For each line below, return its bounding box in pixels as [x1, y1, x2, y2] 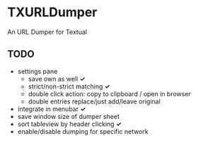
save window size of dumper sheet [17, 112, 120, 120]
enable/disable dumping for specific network [17, 127, 148, 135]
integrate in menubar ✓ [17, 104, 86, 113]
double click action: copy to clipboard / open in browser [28, 89, 191, 98]
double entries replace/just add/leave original [28, 97, 161, 105]
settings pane [17, 67, 58, 75]
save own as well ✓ [28, 74, 86, 83]
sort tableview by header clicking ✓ [17, 120, 122, 128]
